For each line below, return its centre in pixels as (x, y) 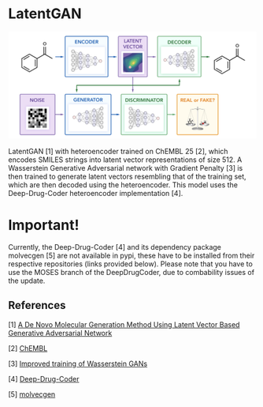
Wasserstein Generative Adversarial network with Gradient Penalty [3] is (126, 168)
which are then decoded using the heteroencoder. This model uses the (123, 185)
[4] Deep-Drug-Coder (44, 379)
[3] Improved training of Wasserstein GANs (78, 364)
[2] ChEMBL (28, 348)
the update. (27, 281)
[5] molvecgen (32, 394)
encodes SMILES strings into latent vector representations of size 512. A (125, 160)
